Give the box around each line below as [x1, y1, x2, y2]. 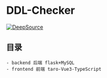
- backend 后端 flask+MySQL [6, 59, 75, 66]
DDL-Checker [6, 4, 75, 17]
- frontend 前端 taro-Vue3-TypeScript [6, 66, 102, 72]
